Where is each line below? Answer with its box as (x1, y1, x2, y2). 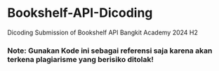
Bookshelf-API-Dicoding (7, 5, 153, 21)
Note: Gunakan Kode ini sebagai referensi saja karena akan (7, 46, 213, 56)
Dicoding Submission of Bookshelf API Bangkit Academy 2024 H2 (7, 28, 199, 37)
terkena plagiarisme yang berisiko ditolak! (7, 54, 154, 64)
